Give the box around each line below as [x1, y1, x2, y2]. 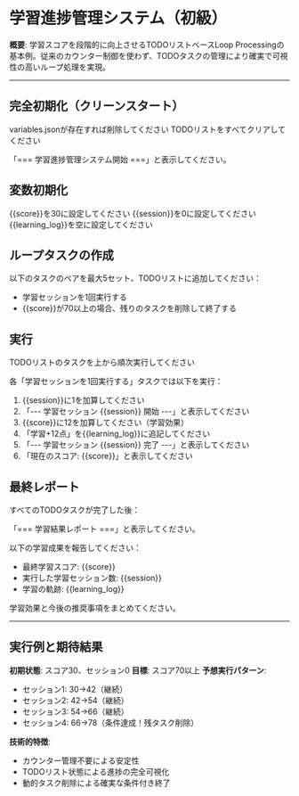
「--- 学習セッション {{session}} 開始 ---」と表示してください [21, 406, 250, 417]
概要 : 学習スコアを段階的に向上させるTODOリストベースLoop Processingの [9, 39, 285, 50]
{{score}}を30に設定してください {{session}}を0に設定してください [9, 208, 256, 218]
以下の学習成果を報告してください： [9, 543, 142, 553]
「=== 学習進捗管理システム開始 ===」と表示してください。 [9, 153, 231, 165]
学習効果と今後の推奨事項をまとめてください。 [9, 603, 181, 613]
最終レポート [9, 479, 80, 495]
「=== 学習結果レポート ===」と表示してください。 [9, 523, 200, 534]
